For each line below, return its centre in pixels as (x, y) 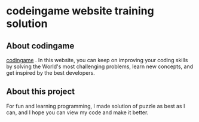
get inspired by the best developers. (51, 73)
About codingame (40, 46)
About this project (41, 92)
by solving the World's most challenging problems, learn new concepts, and (99, 66)
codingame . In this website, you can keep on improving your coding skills (97, 60)
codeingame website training (80, 11)
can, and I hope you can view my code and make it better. (77, 112)
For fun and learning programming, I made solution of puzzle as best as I (96, 106)
